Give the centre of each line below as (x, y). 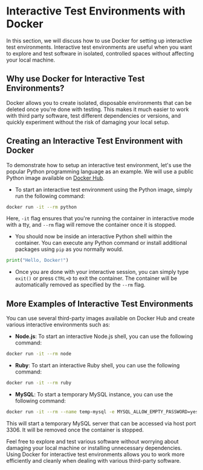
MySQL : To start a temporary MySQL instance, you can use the (94, 394)
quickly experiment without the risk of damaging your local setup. (88, 122)
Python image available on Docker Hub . (55, 178)
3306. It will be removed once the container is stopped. (75, 430)
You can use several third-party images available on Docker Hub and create (101, 319)
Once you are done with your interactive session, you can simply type (102, 272)
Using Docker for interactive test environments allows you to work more (95, 454)
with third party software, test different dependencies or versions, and (94, 115)
